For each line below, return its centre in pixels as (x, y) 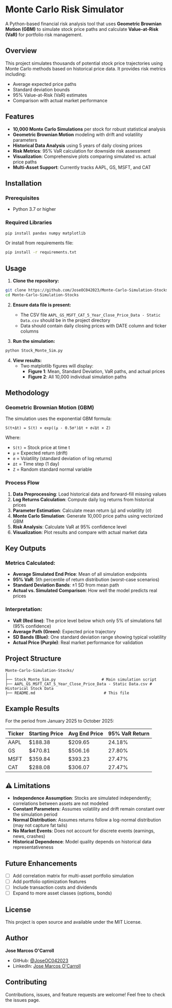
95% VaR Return (129, 734)
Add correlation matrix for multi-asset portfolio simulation (73, 875)
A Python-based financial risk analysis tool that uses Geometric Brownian (84, 24)
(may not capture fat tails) (40, 826)
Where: (13, 437)
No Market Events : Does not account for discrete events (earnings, (84, 831)
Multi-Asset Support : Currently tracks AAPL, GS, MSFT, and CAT (82, 167)
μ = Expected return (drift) (40, 453)
